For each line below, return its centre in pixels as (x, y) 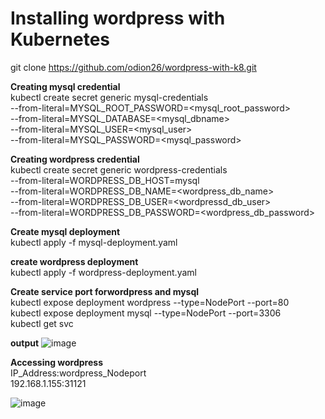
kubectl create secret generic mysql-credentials (109, 97)
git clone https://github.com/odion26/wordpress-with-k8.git (133, 67)
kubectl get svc (42, 323)
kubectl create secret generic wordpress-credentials (119, 169)
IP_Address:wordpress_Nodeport (78, 373)
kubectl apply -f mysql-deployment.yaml (94, 242)
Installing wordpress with (118, 18)
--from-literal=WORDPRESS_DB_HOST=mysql (105, 180)
